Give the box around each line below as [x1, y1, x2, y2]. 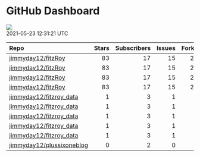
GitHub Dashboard [6, 4, 100, 18]
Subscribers [115, 43, 151, 52]
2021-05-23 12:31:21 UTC [6, 30, 68, 37]
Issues [157, 43, 176, 52]
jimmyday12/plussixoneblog [9, 141, 89, 149]
